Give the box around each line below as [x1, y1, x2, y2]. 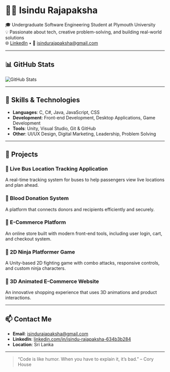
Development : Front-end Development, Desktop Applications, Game [12, 114, 156, 120]
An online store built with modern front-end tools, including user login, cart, [5, 230, 162, 236]
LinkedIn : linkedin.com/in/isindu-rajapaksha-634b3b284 [12, 336, 132, 342]
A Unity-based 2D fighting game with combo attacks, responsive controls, [5, 260, 160, 266]
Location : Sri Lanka [12, 342, 54, 348]
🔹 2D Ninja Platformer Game [5, 248, 75, 255]
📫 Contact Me [5, 315, 52, 323]
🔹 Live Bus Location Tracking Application [5, 165, 108, 172]
